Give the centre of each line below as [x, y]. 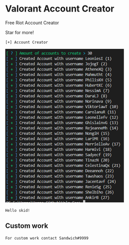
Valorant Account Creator [60, 9]
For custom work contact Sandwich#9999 [47, 238]
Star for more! [20, 32]
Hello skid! [18, 210]
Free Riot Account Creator [32, 23]
